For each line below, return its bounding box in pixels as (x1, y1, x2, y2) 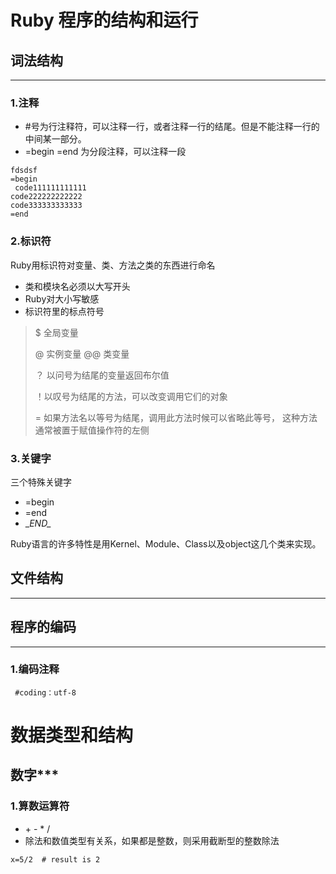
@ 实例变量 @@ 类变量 (34, 347, 130, 360)
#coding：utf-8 (14, 687, 77, 698)
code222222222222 (10, 192, 83, 202)
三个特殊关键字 (10, 476, 72, 488)
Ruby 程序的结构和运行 (10, 9, 199, 32)
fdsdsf (10, 166, 38, 176)
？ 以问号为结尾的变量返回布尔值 (34, 369, 170, 381)
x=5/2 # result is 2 (10, 854, 101, 865)
